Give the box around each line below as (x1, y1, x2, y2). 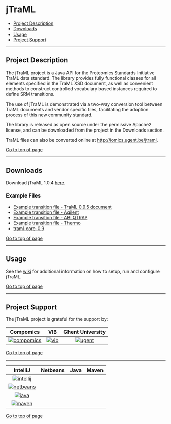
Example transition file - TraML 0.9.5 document (13, 204, 112, 210)
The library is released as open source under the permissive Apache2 (6, 121, 152, 127)
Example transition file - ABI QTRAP (13, 214, 88, 220)
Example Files (6, 192, 41, 199)
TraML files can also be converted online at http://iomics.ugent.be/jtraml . (6, 137, 158, 143)
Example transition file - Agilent (13, 209, 79, 215)
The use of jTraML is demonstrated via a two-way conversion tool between (6, 101, 163, 107)
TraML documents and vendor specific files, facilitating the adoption (6, 106, 149, 112)
